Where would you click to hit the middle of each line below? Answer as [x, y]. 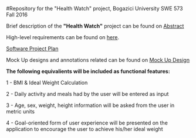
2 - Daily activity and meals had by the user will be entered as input [87, 94]
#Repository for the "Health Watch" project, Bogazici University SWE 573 [94, 8]
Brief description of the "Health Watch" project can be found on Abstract [95, 26]
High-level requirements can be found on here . [62, 37]
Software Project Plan [32, 49]
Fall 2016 [17, 15]
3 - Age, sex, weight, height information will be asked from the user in [90, 105]
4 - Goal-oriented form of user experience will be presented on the [87, 123]
